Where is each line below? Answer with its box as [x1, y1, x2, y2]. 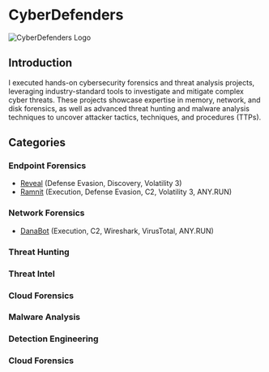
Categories [8, 136, 66, 149]
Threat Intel [8, 268, 55, 279]
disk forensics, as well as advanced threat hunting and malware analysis [8, 103, 250, 113]
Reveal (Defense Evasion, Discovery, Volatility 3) [19, 179, 182, 188]
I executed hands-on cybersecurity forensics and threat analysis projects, [8, 77, 255, 87]
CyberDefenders [8, 6, 124, 24]
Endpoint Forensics [8, 160, 87, 171]
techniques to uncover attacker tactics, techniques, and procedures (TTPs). [8, 112, 262, 122]
